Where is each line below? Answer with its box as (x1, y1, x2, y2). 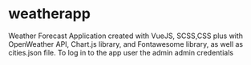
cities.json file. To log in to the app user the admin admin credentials (8, 48, 234, 57)
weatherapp (8, 5, 91, 23)
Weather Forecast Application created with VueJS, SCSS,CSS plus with (8, 31, 243, 40)
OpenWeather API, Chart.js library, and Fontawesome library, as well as (8, 39, 243, 48)
